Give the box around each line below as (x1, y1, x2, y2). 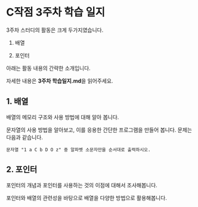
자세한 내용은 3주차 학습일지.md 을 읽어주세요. (6, 77, 113, 84)
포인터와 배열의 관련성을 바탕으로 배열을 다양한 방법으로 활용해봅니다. (6, 194, 167, 201)
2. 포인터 (6, 165, 38, 175)
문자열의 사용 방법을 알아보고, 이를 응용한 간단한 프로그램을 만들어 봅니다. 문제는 (6, 126, 193, 133)
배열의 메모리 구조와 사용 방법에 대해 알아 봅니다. (6, 113, 119, 120)
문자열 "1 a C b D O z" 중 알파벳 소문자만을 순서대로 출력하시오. (6, 147, 151, 153)
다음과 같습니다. (6, 133, 44, 141)
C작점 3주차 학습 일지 (6, 5, 106, 19)
